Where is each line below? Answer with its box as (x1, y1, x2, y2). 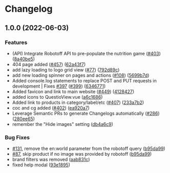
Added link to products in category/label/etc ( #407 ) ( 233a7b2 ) (12, 99, 144, 105)
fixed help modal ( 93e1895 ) (12, 162, 70, 168)
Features (5, 39, 28, 46)
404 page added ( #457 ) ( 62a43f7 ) (12, 61, 86, 67)
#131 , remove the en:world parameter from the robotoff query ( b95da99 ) (12, 145, 165, 152)
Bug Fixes (5, 134, 30, 141)
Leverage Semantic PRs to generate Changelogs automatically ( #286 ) (12, 110, 160, 116)
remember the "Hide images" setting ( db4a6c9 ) (12, 121, 114, 127)
